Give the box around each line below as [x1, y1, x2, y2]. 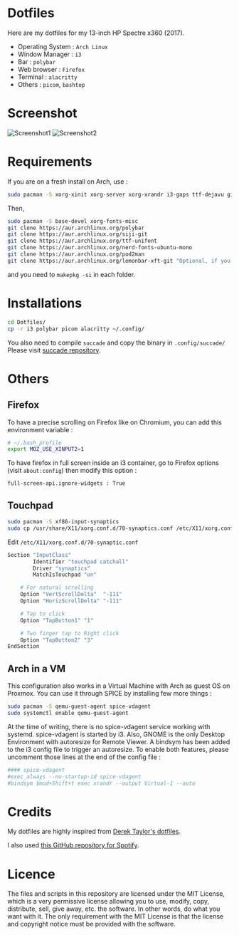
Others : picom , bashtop [17, 80, 85, 88]
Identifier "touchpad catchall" [33, 558, 129, 565]
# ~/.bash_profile [7, 439, 62, 446]
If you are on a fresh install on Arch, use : [7, 177, 128, 186]
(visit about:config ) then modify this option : [7, 466, 137, 475]
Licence [7, 866, 55, 882]
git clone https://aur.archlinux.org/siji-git [7, 231, 148, 238]
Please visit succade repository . [7, 345, 101, 354]
